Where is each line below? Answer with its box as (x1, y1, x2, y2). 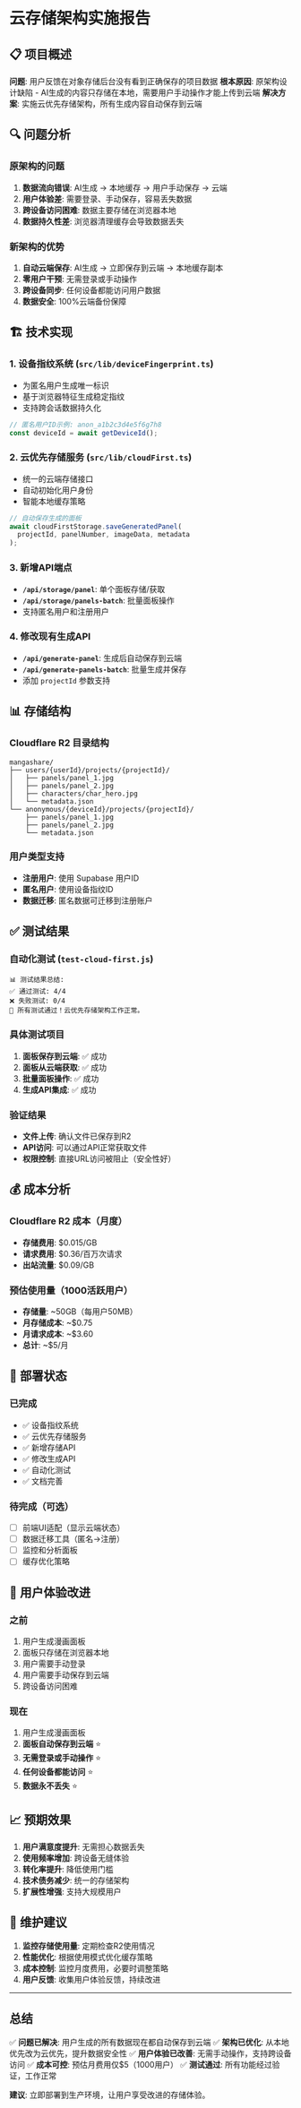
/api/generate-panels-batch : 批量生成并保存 (21, 664, 186, 675)
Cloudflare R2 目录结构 (9, 736, 109, 749)
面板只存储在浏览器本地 (21, 1647, 109, 1657)
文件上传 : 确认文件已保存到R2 (21, 1131, 132, 1142)
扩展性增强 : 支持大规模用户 (21, 1887, 122, 1897)
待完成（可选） (9, 1500, 74, 1512)
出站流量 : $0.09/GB (21, 1260, 95, 1270)
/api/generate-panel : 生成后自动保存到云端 (21, 652, 182, 663)
